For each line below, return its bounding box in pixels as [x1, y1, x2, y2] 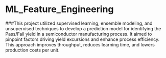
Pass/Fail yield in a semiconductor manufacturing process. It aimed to [5, 31, 152, 37]
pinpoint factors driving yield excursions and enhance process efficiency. [5, 36, 160, 42]
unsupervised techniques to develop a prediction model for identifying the [5, 25, 161, 31]
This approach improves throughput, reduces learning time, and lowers [5, 41, 155, 47]
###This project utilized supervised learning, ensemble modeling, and [5, 20, 153, 26]
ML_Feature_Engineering [5, 4, 114, 15]
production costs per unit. [5, 47, 60, 53]
